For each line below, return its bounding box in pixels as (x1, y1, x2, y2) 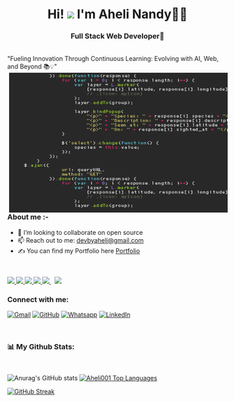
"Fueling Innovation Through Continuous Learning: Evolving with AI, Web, (7, 55, 219, 63)
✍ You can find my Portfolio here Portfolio (17, 246, 141, 254)
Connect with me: (7, 294, 69, 304)
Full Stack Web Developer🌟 (71, 31, 164, 41)
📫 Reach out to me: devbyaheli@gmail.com (17, 236, 144, 244)
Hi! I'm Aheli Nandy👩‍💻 (47, 6, 188, 22)
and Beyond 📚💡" (7, 62, 57, 71)
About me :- (7, 213, 49, 222)
